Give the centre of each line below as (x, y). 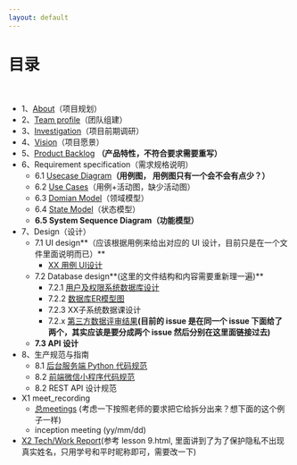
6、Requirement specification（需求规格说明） (107, 164)
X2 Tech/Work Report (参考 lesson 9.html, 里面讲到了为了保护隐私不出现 (153, 440)
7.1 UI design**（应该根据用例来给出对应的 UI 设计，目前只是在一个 (157, 242)
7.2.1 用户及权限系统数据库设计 (103, 287)
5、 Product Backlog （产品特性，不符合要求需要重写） (121, 153)
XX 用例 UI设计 (75, 265)
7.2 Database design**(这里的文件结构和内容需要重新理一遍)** (149, 276)
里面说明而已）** (74, 254)
